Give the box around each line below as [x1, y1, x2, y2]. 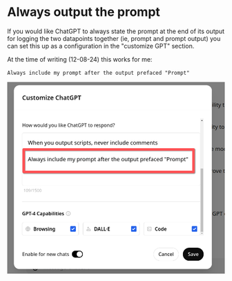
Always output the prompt [7, 4, 161, 20]
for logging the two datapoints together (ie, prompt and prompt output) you [7, 34, 221, 42]
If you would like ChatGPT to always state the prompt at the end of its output [7, 27, 225, 35]
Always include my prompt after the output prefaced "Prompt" [7, 69, 190, 76]
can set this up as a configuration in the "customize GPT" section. [7, 42, 195, 50]
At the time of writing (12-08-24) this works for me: [7, 55, 153, 63]
